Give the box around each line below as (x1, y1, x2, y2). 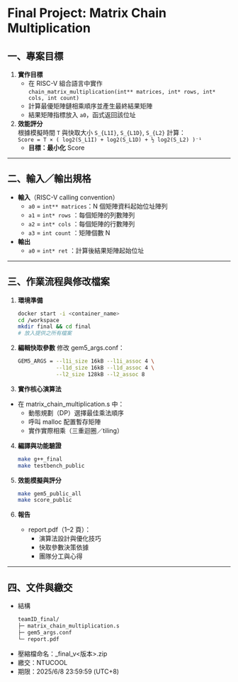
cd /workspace (17, 317, 59, 324)
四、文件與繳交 (7, 581, 73, 593)
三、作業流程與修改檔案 (7, 275, 110, 288)
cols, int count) (28, 94, 80, 101)
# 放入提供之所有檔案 (17, 330, 72, 337)
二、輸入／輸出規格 (7, 172, 91, 185)
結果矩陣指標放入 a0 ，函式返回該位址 (28, 111, 136, 119)
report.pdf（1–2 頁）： (28, 525, 91, 534)
